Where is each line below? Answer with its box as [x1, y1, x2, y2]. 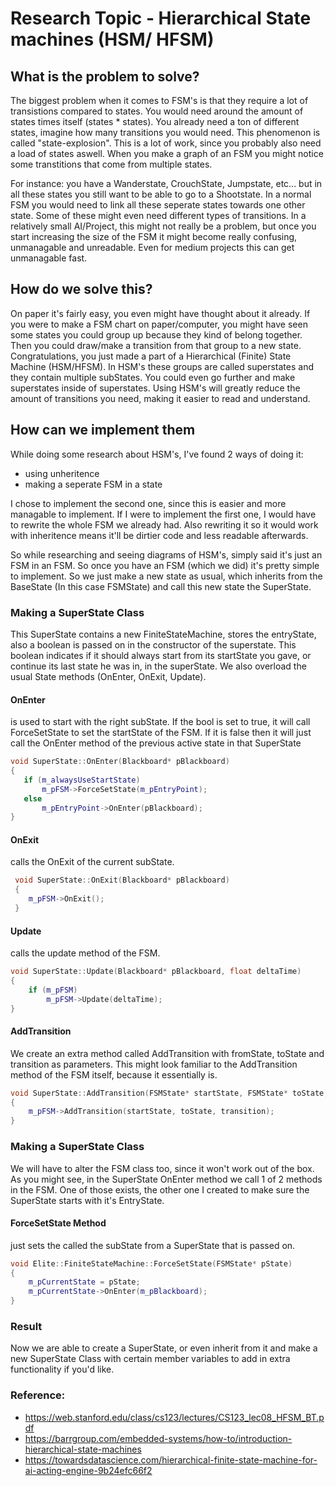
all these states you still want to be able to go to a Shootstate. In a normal [10, 188, 312, 200]
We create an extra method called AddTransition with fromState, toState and [10, 1047, 325, 1059]
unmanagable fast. [10, 252, 88, 264]
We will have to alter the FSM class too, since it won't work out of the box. [10, 1162, 315, 1174]
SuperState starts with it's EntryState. [10, 1194, 165, 1206]
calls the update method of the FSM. [10, 947, 161, 959]
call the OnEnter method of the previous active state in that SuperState [10, 737, 302, 749]
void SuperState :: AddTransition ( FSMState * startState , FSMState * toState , [10, 1088, 329, 1098]
